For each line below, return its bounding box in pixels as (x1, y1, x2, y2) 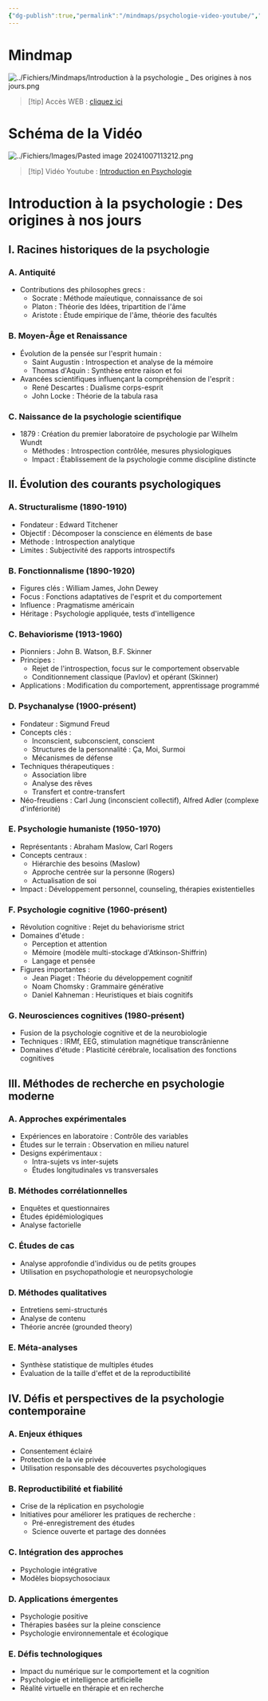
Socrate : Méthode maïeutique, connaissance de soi (31, 293, 203, 303)
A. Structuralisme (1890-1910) (8, 502, 128, 513)
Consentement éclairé (19, 1446, 93, 1456)
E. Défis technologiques (8, 1648, 103, 1659)
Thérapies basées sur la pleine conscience (19, 1620, 161, 1629)
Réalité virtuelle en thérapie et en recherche (19, 1683, 164, 1693)
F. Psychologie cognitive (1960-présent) (8, 904, 167, 915)
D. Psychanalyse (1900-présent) (8, 700, 137, 712)
